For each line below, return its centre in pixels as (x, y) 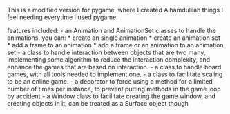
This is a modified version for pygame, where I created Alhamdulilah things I (115, 10)
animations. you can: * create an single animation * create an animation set (114, 38)
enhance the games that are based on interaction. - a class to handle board (114, 67)
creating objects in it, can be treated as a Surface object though (98, 103)
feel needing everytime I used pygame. (63, 17)
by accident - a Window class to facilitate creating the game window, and (112, 96)
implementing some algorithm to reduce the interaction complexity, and (109, 60)
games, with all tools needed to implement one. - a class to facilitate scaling (115, 74)
